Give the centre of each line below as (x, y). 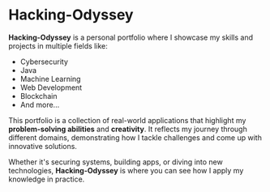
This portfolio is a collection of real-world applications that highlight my (127, 120)
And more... (40, 105)
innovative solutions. (43, 146)
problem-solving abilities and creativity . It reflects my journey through (128, 129)
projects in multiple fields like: (58, 45)
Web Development (51, 87)
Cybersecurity (44, 62)
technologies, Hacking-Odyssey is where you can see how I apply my (126, 170)
